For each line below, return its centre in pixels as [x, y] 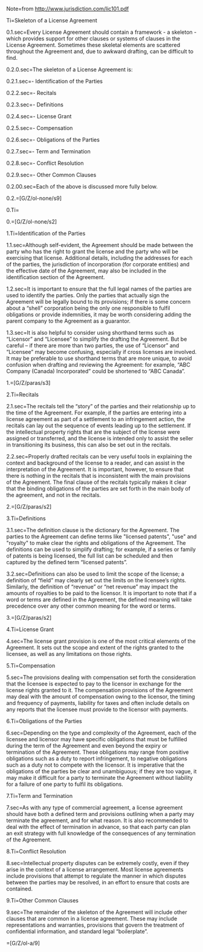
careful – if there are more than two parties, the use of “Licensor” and [93, 346]
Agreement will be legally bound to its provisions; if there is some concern [98, 302]
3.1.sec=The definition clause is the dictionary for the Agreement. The [93, 530]
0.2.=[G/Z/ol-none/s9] [34, 198]
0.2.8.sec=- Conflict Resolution [45, 163]
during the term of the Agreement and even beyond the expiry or [87, 746]
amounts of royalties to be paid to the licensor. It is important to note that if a [101, 593]
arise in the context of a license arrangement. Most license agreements [95, 870]
